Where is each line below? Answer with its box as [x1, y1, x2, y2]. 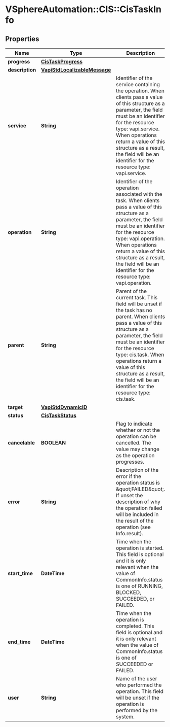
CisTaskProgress [40, 58, 82, 65]
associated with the [116, 191, 162, 197]
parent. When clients [116, 313, 165, 320]
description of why [116, 498, 161, 505]
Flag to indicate [116, 420, 153, 427]
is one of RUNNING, [116, 582, 163, 590]
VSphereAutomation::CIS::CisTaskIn [5, 4, 162, 15]
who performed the [116, 681, 162, 688]
